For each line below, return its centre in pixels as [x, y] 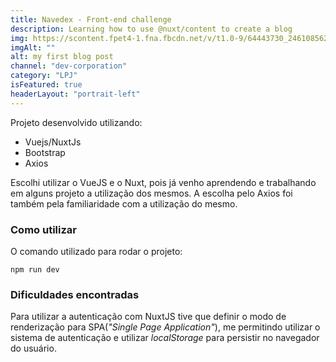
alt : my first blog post [62, 57]
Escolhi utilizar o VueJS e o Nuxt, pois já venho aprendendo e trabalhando [163, 182]
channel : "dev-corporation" [69, 66]
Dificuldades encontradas [75, 294]
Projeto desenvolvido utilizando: [76, 122]
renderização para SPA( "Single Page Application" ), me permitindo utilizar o [165, 327]
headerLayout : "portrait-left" [75, 94]
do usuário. [33, 348]
